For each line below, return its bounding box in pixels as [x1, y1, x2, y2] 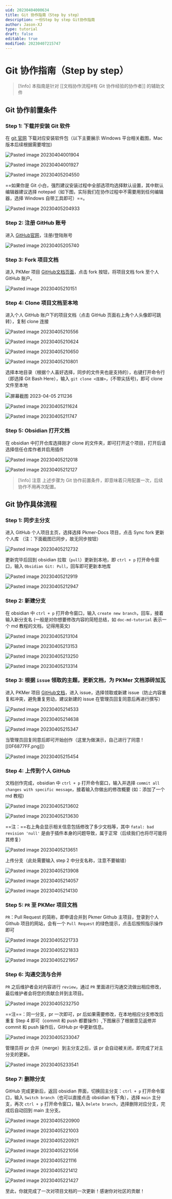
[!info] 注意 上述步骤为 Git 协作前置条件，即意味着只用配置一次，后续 [17, 477, 163, 483]
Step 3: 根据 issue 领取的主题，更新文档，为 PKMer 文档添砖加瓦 [5, 677, 166, 684]
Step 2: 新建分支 [5, 597, 46, 605]
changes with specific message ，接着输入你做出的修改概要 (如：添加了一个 [5, 786, 165, 792]
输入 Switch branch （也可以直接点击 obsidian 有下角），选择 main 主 [14, 1095, 157, 1101]
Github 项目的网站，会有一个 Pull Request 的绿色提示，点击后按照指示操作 [5, 921, 163, 927]
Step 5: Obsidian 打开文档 [5, 427, 70, 434]
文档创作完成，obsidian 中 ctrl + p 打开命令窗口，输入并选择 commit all [5, 780, 160, 786]
